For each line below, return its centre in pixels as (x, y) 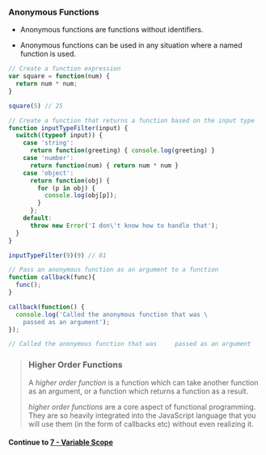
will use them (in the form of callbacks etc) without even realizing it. (141, 423)
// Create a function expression (65, 69)
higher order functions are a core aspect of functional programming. (142, 407)
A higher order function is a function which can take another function (143, 382)
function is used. (48, 54)
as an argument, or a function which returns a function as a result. (138, 391)
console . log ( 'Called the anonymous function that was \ (112, 314)
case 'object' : (49, 173)
